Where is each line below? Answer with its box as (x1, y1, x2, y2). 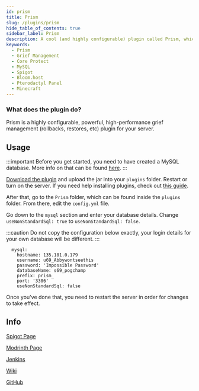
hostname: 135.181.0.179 (17, 252, 78, 258)
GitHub (6, 379, 24, 386)
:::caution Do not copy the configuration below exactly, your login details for (6, 229, 191, 236)
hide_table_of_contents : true (6, 25, 81, 31)
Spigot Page (6, 332, 36, 339)
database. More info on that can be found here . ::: (6, 164, 127, 171)
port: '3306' (17, 278, 49, 284)
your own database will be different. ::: (6, 235, 100, 242)
